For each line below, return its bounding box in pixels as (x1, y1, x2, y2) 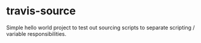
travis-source (6, 4, 76, 18)
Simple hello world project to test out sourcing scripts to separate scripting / (6, 24, 195, 31)
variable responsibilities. (6, 30, 67, 37)
